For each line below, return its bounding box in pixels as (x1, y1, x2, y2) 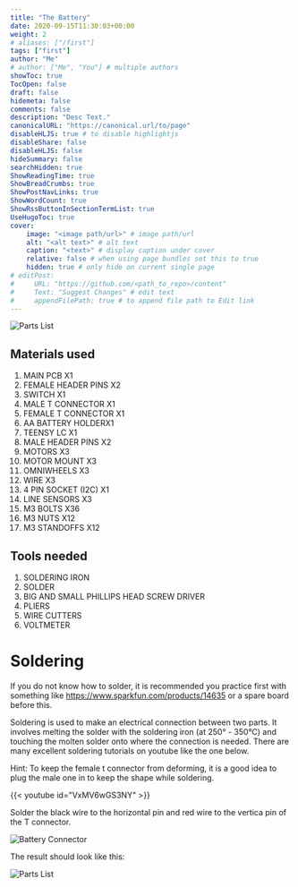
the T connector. (10, 816, 72, 827)
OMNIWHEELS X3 (22, 465, 90, 476)
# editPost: (10, 271, 55, 280)
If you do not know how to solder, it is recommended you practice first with (10, 680, 287, 691)
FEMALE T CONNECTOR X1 (22, 408, 125, 419)
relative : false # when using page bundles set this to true (26, 254, 259, 264)
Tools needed (10, 548, 88, 564)
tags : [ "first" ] (10, 47, 71, 55)
